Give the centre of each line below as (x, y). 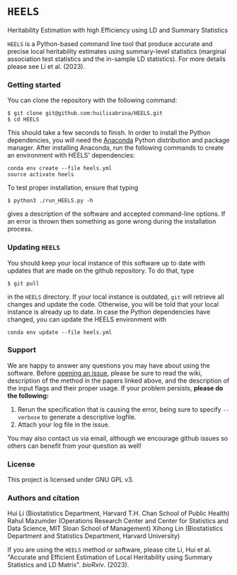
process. (20, 229)
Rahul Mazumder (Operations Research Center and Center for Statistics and (118, 521)
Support (22, 350)
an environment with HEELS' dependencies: (71, 155)
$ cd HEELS (23, 120)
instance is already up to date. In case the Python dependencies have (109, 312)
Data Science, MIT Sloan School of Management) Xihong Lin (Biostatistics (115, 529)
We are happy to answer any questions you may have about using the (109, 365)
